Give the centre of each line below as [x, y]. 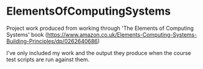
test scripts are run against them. [48, 59]
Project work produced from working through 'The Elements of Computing [100, 28]
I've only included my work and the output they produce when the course [99, 53]
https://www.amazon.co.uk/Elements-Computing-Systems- [122, 34]
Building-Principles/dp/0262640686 [52, 41]
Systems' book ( [27, 34]
